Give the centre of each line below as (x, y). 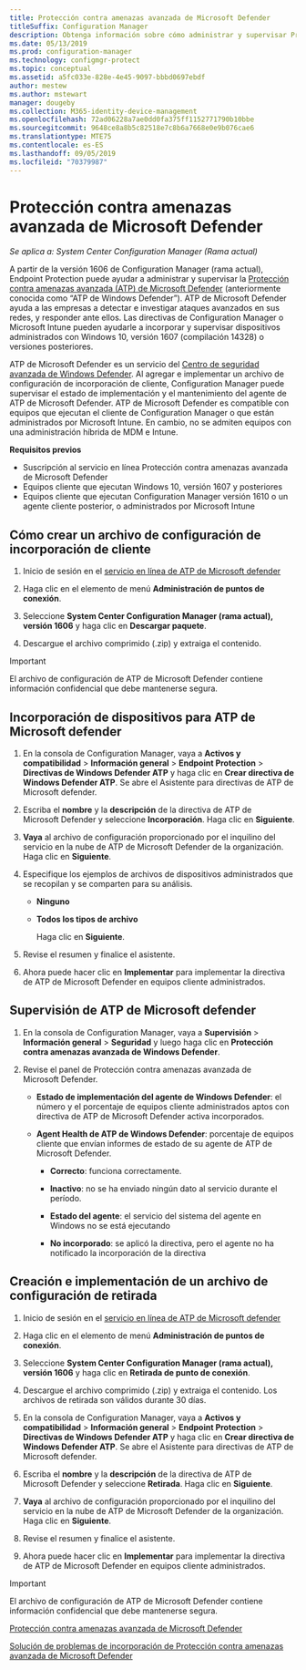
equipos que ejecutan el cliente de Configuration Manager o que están (142, 413)
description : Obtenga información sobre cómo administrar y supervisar (148, 35)
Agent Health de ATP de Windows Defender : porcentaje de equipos (165, 1134)
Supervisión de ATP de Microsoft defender (133, 1010)
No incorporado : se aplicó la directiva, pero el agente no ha (162, 1243)
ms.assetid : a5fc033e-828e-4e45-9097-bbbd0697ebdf (107, 77)
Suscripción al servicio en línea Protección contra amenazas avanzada (155, 468)
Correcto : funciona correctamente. (116, 1170)
